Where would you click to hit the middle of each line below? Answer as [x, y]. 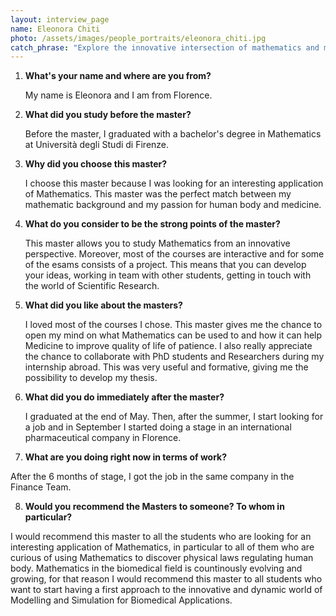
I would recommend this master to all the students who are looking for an [161, 537]
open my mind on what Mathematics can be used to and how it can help [173, 335]
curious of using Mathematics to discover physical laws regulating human [162, 558]
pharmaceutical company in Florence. [103, 438]
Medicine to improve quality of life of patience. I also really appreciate [168, 346]
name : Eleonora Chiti [55, 29]
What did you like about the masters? [103, 305]
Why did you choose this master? [96, 164]
